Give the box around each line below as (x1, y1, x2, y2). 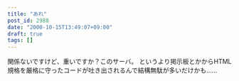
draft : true (7, 30, 43, 38)
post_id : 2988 (7, 17, 50, 24)
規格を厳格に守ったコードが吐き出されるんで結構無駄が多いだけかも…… (7, 66, 218, 75)
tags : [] (7, 37, 33, 44)
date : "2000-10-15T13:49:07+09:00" (7, 23, 113, 31)
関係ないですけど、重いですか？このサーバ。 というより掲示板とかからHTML (7, 58, 232, 66)
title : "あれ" (7, 10, 48, 18)
